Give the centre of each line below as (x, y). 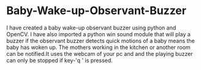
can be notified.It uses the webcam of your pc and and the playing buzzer (100, 53)
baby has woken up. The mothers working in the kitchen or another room (99, 47)
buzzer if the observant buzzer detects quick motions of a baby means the (100, 41)
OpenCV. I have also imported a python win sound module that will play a (99, 34)
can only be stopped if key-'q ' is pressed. (60, 60)
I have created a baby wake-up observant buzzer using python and (91, 28)
